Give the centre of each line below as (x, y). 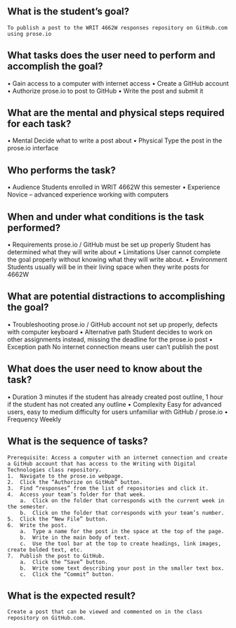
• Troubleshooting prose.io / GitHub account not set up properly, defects (112, 324)
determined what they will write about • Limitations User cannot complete (114, 252)
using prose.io (29, 34)
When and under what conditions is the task (106, 217)
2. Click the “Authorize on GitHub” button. (75, 482)
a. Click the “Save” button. (64, 562)
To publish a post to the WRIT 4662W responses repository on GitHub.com (118, 27)
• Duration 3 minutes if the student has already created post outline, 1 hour (115, 397)
